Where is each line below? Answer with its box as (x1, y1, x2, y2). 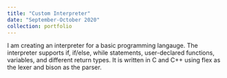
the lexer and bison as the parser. (7, 63, 102, 72)
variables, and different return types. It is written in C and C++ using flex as (7, 56, 221, 64)
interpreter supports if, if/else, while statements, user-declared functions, (7, 49, 215, 57)
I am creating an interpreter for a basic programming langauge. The (7, 42, 198, 50)
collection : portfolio (7, 23, 72, 29)
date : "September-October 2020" (7, 16, 100, 23)
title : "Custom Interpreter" (7, 10, 91, 17)
